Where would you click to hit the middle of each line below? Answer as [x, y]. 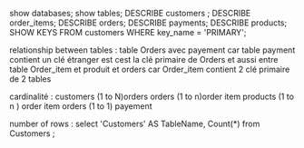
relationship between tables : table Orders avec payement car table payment [152, 50]
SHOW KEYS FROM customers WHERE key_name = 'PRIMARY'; [128, 32]
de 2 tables [30, 79]
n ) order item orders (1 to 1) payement [81, 106]
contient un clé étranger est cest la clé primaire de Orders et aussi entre [144, 59]
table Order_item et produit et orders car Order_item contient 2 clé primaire [150, 69]
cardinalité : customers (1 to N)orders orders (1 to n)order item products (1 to [152, 96]
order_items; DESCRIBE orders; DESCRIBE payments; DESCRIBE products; [148, 23]
